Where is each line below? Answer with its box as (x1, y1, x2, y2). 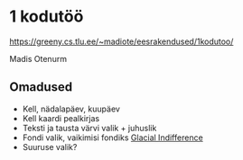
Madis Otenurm (9, 53, 68, 64)
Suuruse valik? (22, 141, 78, 152)
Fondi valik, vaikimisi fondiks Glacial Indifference (22, 132, 203, 143)
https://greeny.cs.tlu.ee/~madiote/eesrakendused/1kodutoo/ (9, 36, 234, 47)
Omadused (9, 79, 73, 95)
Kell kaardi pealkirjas (22, 112, 100, 123)
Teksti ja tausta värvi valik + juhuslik (22, 122, 157, 133)
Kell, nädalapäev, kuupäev (22, 103, 120, 114)
